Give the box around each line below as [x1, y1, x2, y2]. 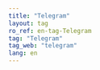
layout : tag [8, 19, 48, 27]
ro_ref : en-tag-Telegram [8, 27, 92, 35]
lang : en [8, 49, 38, 57]
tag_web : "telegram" [8, 42, 78, 50]
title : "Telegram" [8, 11, 70, 20]
